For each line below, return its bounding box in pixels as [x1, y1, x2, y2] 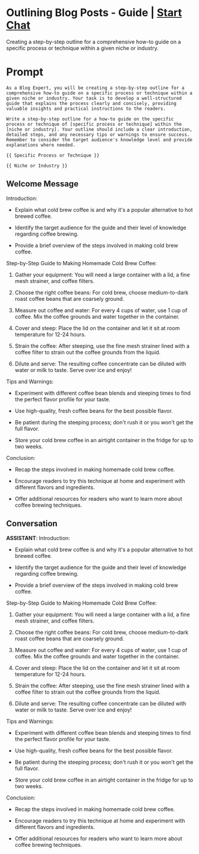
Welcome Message [6, 179, 79, 189]
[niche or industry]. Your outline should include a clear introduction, [6, 126, 193, 132]
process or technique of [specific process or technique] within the [6, 121, 182, 127]
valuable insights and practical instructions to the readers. [6, 106, 166, 112]
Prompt [6, 65, 43, 79]
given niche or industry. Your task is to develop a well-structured [6, 95, 182, 101]
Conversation [6, 519, 58, 529]
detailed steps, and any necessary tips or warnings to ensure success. [6, 131, 190, 138]
